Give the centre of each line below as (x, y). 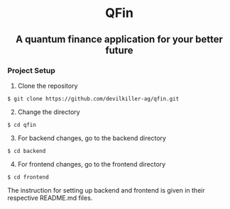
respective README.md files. (50, 198)
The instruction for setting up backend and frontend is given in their (106, 190)
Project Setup (31, 70)
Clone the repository (48, 86)
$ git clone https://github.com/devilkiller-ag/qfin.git (93, 98)
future (119, 50)
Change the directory (49, 112)
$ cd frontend (28, 177)
